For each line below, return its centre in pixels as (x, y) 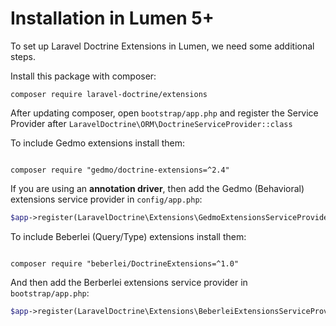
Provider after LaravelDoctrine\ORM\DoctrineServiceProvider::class (151, 123)
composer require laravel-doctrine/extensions (109, 94)
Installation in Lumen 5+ (112, 18)
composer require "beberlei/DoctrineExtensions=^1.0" (125, 263)
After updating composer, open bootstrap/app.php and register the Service (164, 113)
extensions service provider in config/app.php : (106, 199)
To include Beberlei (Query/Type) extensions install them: (128, 236)
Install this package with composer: (83, 76)
